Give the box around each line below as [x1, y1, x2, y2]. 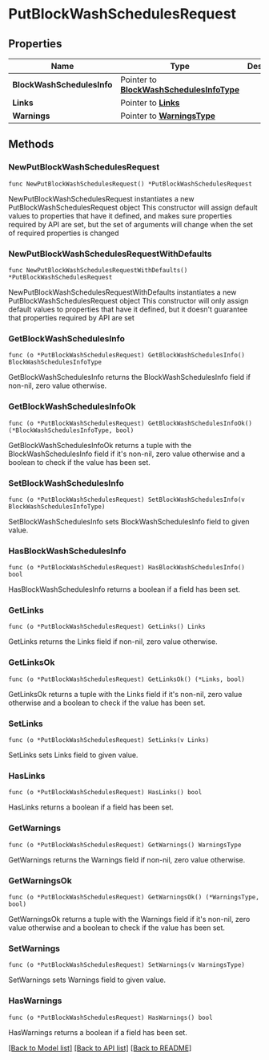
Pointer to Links [119, 97, 180, 108]
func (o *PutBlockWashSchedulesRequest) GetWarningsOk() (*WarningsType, [8, 893, 260, 901]
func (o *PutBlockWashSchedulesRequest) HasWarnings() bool [8, 1013, 214, 1021]
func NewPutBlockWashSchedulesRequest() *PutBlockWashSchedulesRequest [8, 180, 252, 188]
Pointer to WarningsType [119, 110, 216, 121]
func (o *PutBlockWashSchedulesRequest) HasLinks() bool [8, 789, 203, 797]
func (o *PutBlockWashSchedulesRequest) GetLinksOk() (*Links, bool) [8, 675, 246, 683]
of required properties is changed [8, 228, 119, 238]
